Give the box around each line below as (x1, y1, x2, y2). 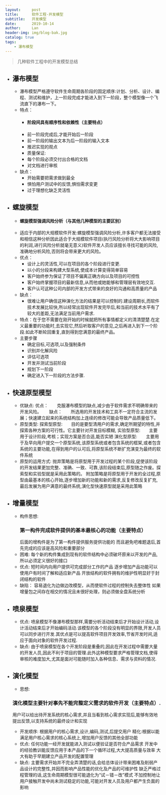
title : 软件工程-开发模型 (5, 12, 64, 17)
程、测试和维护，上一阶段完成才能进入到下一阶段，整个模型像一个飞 (19, 95, 159, 101)
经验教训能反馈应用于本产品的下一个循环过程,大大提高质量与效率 (24, 747, 156, 753)
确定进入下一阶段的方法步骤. (27, 373, 85, 379)
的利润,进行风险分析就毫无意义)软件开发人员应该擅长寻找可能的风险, (19, 242, 158, 248)
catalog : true (5, 35, 35, 40)
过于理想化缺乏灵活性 (27, 187, 71, 193)
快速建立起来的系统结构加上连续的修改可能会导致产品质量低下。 (28, 415, 159, 421)
